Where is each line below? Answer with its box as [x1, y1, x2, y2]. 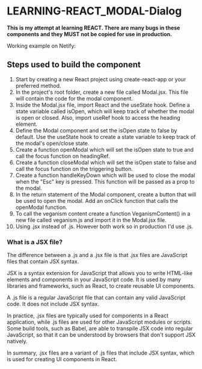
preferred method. [15, 82, 61, 89]
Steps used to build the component [7, 60, 141, 70]
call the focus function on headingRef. [15, 152, 110, 160]
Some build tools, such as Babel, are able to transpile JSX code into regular [7, 325, 193, 332]
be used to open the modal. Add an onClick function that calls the [15, 197, 179, 204]
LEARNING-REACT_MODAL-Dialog [7, 4, 182, 18]
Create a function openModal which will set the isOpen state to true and [15, 146, 194, 153]
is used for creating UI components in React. [7, 356, 117, 363]
